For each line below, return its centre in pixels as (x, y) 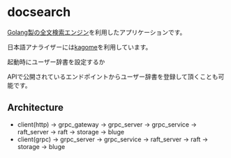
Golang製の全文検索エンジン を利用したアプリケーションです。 (97, 32)
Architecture (36, 108)
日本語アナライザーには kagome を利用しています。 (80, 47)
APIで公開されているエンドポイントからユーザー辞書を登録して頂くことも (113, 77)
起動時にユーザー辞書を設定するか (56, 62)
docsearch (39, 12)
